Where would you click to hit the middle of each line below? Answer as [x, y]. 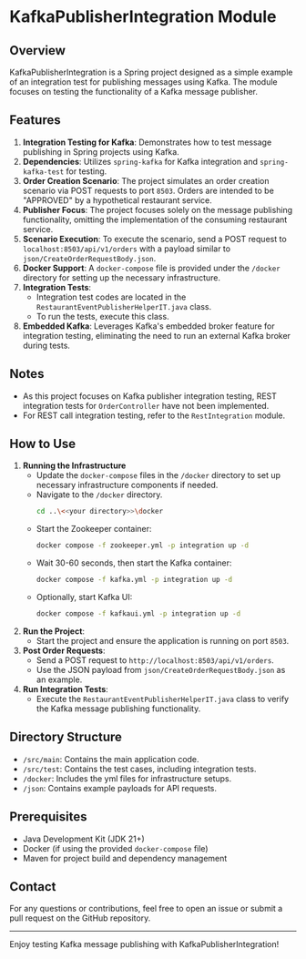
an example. [59, 679]
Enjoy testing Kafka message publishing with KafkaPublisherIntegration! [144, 944]
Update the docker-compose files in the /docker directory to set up [158, 475]
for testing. [87, 171]
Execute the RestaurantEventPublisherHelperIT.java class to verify [163, 699]
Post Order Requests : [64, 650]
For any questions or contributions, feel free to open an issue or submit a [146, 909]
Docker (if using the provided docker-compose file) [115, 848]
